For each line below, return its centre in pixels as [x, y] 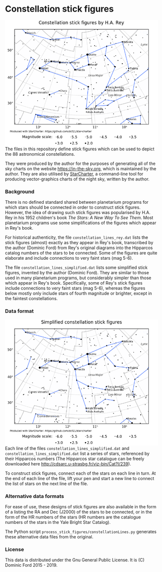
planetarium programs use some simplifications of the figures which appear [81, 223]
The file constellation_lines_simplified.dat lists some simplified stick [76, 268]
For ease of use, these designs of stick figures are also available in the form [81, 507]
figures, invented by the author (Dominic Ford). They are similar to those [77, 273]
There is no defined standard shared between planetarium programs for [77, 202]
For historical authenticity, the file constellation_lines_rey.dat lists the [77, 237]
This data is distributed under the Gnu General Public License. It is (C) [75, 560]
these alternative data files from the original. [49, 537]
